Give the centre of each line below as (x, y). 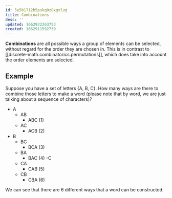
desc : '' (15, 19)
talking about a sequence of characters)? (49, 99)
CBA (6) (36, 180)
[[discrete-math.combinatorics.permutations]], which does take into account (86, 55)
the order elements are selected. (40, 60)
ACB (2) (36, 130)
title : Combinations (27, 15)
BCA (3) (36, 147)
